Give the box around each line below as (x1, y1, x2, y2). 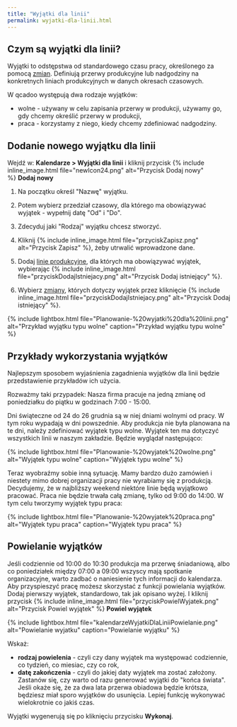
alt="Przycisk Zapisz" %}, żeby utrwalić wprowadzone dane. (17, 243, 195, 252)
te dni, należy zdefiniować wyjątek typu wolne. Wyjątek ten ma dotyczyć (7, 426, 219, 435)
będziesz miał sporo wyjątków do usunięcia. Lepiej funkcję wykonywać (17, 690, 226, 699)
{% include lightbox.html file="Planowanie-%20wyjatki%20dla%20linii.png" (7, 315, 229, 323)
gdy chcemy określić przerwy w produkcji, (17, 112, 142, 120)
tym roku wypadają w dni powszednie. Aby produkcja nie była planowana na (7, 419, 231, 427)
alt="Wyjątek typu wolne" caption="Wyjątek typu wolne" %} (7, 455, 184, 463)
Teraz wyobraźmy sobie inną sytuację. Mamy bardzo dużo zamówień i (7, 468, 212, 477)
